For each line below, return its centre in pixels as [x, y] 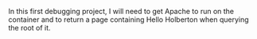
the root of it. [29, 28]
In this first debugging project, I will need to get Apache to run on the [121, 11]
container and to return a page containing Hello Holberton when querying [128, 19]
